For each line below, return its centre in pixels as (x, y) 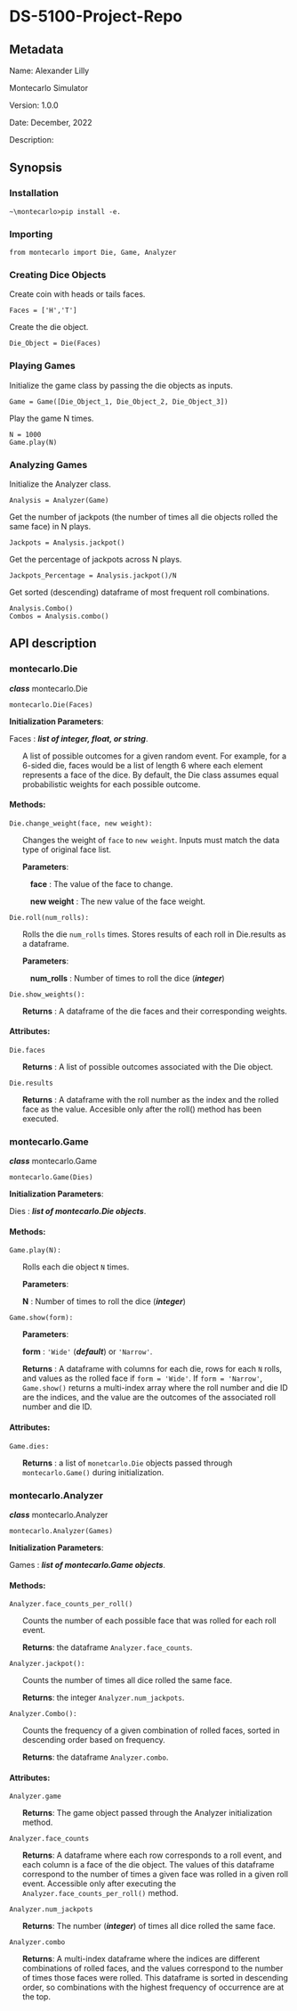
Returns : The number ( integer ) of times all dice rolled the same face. (148, 1926)
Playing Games (42, 365)
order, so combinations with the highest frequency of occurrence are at (153, 1987)
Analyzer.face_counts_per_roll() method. (100, 1893)
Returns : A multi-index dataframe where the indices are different (141, 1959)
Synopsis (36, 168)
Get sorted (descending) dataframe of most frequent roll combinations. (139, 592)
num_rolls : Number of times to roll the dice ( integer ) (127, 978)
